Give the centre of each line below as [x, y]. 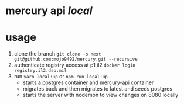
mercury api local [49, 11]
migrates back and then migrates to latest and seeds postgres [98, 89]
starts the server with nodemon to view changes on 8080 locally [100, 95]
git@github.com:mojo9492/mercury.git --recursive [76, 60]
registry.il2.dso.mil [40, 71]
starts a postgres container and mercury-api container [88, 82]
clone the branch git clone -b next [57, 54]
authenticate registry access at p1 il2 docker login [75, 65]
